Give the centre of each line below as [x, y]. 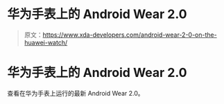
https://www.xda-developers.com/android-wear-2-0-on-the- [130, 35]
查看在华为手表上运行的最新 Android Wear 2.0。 [76, 93]
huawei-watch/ [46, 42]
